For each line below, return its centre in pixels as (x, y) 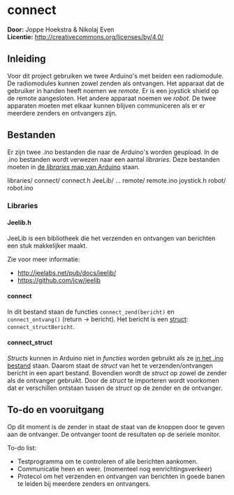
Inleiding (27, 59)
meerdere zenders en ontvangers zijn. (62, 113)
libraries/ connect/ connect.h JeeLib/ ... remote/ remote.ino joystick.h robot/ (117, 180)
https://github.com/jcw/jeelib (59, 280)
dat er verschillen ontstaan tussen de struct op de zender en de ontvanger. (115, 388)
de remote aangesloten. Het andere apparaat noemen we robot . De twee (112, 98)
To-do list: (22, 447)
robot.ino (20, 188)
